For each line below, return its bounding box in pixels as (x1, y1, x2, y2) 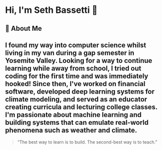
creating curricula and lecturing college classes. (5, 102, 158, 111)
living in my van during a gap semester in (5, 49, 135, 57)
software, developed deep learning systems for (5, 87, 155, 96)
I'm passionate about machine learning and (5, 110, 142, 119)
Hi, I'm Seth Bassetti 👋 (5, 4, 98, 16)
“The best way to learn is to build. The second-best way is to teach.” (17, 139, 158, 145)
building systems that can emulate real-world (5, 118, 149, 127)
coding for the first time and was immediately (5, 72, 149, 80)
